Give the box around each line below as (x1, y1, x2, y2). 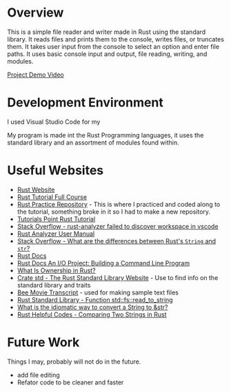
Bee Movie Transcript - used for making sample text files (17, 288, 179, 297)
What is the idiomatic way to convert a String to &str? (17, 303, 168, 311)
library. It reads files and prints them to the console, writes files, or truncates (7, 35, 224, 43)
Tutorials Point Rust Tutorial (17, 214, 96, 223)
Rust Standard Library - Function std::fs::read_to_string (17, 295, 174, 304)
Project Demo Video (7, 71, 64, 79)
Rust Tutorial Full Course (17, 192, 88, 201)
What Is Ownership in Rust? (17, 266, 96, 274)
